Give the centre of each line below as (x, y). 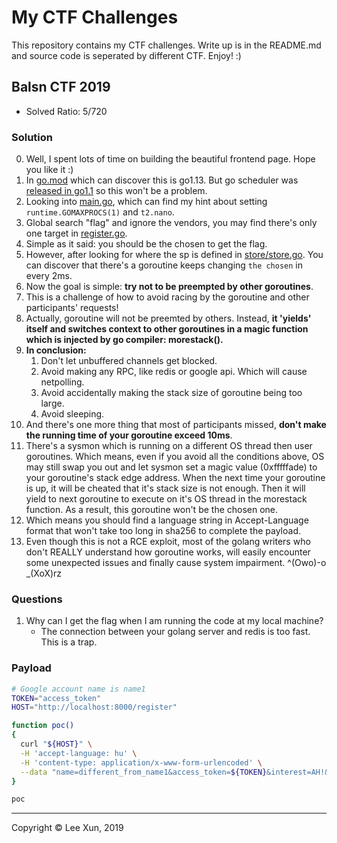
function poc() (43, 726)
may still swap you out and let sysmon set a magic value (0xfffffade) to (171, 467)
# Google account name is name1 (78, 689)
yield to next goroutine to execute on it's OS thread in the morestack (166, 499)
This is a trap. (69, 642)
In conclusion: (56, 350)
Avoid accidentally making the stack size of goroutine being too (171, 393)
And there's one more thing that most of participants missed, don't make (176, 425)
